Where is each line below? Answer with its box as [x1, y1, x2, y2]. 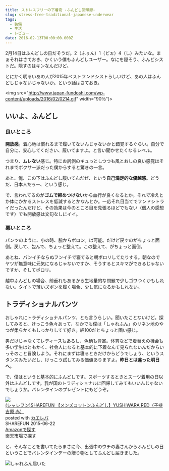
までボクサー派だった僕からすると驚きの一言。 [9, 164, 107, 170]
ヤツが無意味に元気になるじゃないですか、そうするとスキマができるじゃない [5, 260, 164, 267]
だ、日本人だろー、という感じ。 [5, 181, 72, 187]
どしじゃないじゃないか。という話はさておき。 [5, 79, 102, 86]
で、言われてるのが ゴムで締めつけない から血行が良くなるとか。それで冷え [5, 192, 159, 198]
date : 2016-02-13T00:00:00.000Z [5, 36, 73, 41]
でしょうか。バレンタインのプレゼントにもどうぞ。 [5, 386, 111, 392]
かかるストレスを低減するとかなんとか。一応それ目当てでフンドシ [18, 198, 155, 204]
